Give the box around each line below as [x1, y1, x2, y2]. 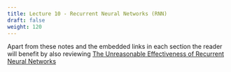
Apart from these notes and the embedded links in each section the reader [7, 43, 223, 51]
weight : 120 [7, 23, 42, 30]
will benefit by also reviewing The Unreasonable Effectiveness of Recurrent [7, 50, 225, 58]
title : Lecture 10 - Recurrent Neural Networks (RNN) [7, 10, 168, 17]
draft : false [7, 17, 45, 24]
